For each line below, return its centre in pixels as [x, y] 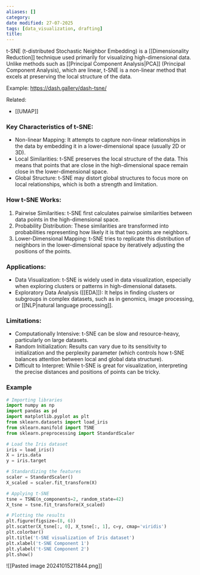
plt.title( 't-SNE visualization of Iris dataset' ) [70, 538]
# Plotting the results [36, 516]
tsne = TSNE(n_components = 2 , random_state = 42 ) [65, 499]
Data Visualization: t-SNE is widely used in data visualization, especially [103, 280]
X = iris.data [24, 455]
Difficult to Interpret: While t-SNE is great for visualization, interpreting [101, 365]
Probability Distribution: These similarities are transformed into [92, 226]
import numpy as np [30, 405]
